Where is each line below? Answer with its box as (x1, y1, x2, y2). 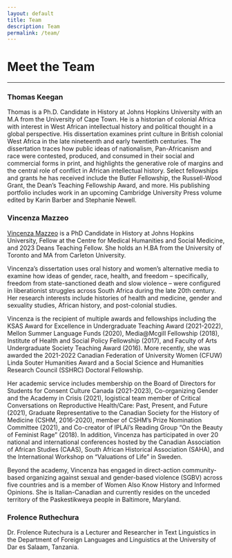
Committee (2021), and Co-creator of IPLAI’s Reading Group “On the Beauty (7, 423, 223, 432)
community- (182, 465, 217, 474)
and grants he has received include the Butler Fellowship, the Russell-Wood (7, 174, 222, 182)
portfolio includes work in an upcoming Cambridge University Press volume (7, 189, 222, 197)
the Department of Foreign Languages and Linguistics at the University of (7, 536, 216, 544)
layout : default (7, 10, 54, 17)
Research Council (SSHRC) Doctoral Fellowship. (7, 365, 144, 374)
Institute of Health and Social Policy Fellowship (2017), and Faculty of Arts (7, 336, 217, 345)
